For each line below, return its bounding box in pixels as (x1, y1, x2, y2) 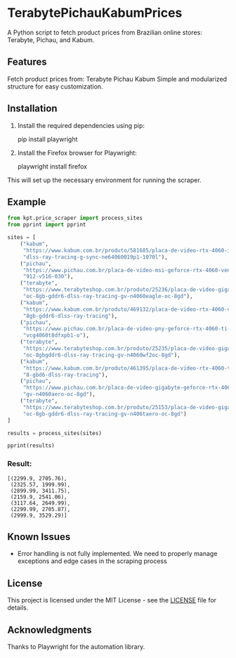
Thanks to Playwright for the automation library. (7, 642, 145, 651)
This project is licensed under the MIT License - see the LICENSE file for (7, 596, 216, 605)
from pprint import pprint (7, 221, 86, 228)
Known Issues (7, 531, 71, 543)
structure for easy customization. (7, 82, 103, 91)
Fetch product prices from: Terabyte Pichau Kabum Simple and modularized (7, 75, 227, 83)
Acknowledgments (7, 624, 93, 636)
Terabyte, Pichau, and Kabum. (7, 35, 95, 44)
